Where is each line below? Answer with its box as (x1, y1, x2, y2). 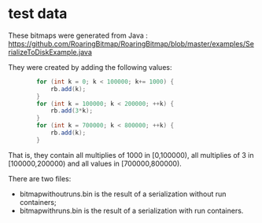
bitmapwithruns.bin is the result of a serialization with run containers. (19, 206, 244, 215)
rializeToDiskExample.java (8, 47, 92, 57)
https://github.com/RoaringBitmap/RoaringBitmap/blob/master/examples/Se (8, 38, 254, 48)
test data (8, 5, 68, 23)
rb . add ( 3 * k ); (50, 107, 93, 115)
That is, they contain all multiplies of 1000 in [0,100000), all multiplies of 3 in (8, 150, 254, 159)
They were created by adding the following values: (8, 62, 172, 71)
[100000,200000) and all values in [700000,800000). (8, 159, 183, 168)
